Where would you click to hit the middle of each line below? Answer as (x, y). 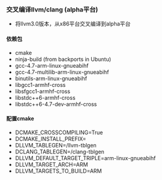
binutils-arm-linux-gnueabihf (51, 78)
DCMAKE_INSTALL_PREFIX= (50, 139)
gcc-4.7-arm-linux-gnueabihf (52, 65)
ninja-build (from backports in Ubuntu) (63, 59)
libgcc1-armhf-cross (40, 85)
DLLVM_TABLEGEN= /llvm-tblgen (56, 145)
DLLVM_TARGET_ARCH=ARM (51, 164)
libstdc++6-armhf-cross (45, 97)
